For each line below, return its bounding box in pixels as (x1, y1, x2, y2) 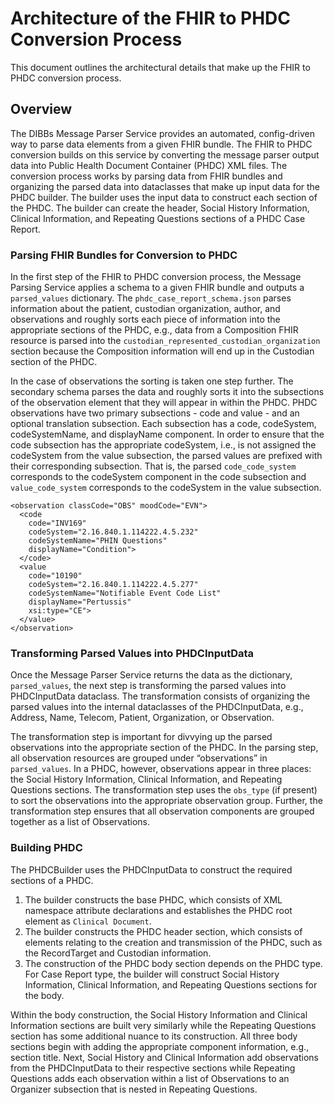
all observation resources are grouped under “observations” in (10, 752, 268, 764)
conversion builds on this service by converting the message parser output (10, 148, 320, 161)
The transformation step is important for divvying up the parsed (10, 731, 273, 743)
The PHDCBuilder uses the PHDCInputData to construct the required (10, 863, 293, 876)
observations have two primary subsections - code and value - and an (10, 407, 300, 419)
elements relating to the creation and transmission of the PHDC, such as (24, 936, 323, 948)
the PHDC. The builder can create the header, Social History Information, (10, 202, 310, 214)
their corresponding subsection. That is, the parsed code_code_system (10, 460, 297, 472)
